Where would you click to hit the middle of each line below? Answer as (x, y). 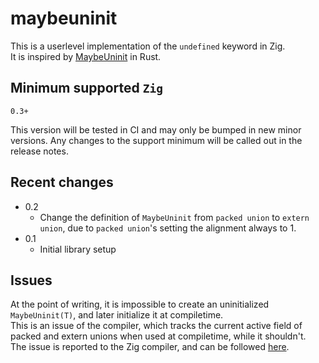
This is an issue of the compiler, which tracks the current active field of (156, 326)
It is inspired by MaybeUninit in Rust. (86, 56)
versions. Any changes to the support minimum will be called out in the (156, 140)
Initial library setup (78, 249)
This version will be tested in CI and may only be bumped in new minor (156, 129)
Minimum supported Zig (86, 88)
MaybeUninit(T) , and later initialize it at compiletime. (117, 315)
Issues (31, 280)
